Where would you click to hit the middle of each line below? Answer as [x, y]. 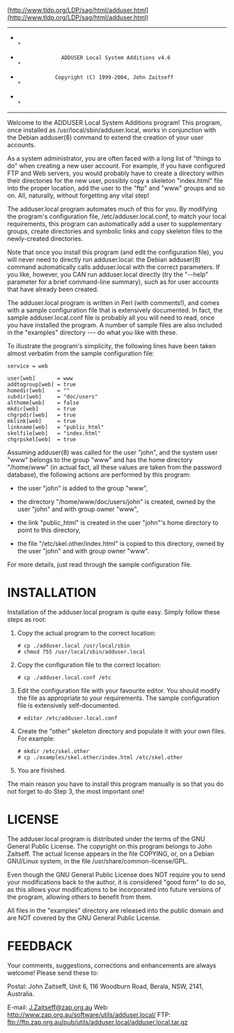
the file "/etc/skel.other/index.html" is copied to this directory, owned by [120, 543]
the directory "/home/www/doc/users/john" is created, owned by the [116, 501]
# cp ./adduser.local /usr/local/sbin [73, 646]
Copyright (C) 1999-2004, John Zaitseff [114, 77]
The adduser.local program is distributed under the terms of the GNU [106, 839]
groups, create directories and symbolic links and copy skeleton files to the [115, 231]
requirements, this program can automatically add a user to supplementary [115, 224]
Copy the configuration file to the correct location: [89, 664]
